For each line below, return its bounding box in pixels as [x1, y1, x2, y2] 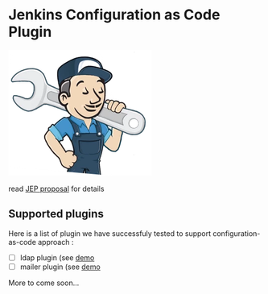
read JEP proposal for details [8, 184, 105, 193]
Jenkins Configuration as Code [8, 6, 221, 24]
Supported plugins [8, 207, 105, 221]
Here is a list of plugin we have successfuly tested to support [8, 228, 212, 238]
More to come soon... [8, 278, 80, 288]
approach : [37, 237, 74, 246]
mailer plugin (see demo [19, 262, 101, 271]
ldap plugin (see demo [19, 252, 95, 263]
